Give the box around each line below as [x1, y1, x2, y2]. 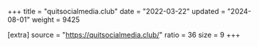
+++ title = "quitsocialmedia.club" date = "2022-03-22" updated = [7, 7, 226, 16]
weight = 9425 [31, 15, 80, 24]
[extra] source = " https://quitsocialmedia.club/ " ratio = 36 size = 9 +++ [7, 31, 241, 39]
